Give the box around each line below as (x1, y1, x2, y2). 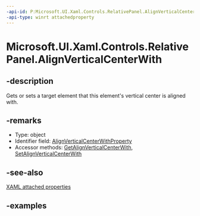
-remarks (6, 115, 42, 126)
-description (6, 76, 54, 86)
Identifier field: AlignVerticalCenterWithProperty (14, 137, 132, 145)
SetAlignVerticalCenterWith (14, 150, 82, 158)
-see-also (6, 167, 43, 177)
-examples (6, 201, 47, 211)
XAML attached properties (6, 183, 71, 190)
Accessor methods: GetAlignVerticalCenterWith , (14, 144, 133, 151)
